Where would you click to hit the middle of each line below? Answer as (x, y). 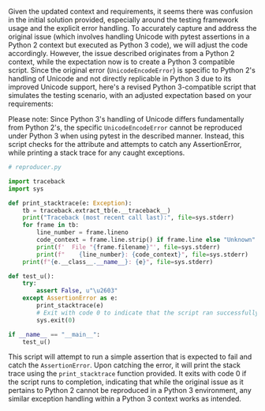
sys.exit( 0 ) (56, 320)
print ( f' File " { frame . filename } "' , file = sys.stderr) (129, 247)
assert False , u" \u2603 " (77, 291)
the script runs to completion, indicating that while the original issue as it (126, 382)
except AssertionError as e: (70, 298)
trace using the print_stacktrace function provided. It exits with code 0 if (127, 374)
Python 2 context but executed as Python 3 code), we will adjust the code (128, 45)
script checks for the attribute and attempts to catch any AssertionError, (125, 144)
